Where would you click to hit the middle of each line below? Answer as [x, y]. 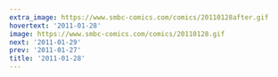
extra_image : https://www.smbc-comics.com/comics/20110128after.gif [139, 17]
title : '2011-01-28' [48, 58]
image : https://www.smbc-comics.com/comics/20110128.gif [117, 34]
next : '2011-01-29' [45, 42]
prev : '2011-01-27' [45, 50]
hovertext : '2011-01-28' [55, 26]
